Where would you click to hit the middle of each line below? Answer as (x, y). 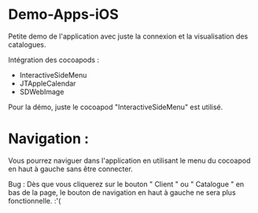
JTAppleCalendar (48, 83)
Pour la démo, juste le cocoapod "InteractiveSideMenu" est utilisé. (116, 107)
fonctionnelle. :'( (35, 200)
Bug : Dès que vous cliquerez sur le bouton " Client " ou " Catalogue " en (126, 184)
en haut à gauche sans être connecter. (71, 169)
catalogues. (27, 44)
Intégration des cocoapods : (54, 60)
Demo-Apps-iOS (64, 15)
